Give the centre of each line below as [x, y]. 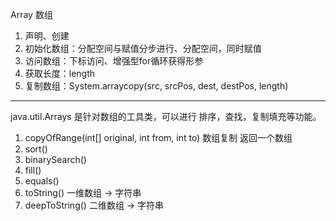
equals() [42, 181]
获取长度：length [60, 73]
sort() [36, 149]
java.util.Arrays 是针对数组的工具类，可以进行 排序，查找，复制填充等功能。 [166, 116]
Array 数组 [31, 14]
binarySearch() [55, 159]
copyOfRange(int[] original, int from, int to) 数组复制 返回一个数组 [158, 137]
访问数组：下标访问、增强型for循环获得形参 [114, 61]
